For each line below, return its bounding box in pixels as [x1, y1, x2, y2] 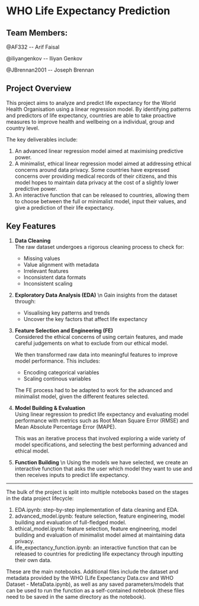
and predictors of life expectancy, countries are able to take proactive [6, 111, 176, 119]
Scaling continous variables [23, 375, 91, 382]
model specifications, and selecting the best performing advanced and [14, 441, 188, 448]
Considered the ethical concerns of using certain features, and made [14, 333, 184, 340]
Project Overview [6, 84, 72, 94]
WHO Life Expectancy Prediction [6, 4, 171, 18]
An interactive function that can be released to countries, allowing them [14, 191, 190, 198]
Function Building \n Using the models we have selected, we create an [14, 458, 188, 466]
